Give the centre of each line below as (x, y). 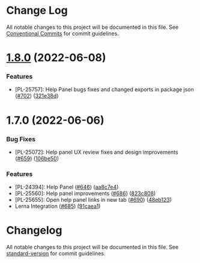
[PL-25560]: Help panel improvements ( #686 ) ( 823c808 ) (85, 193)
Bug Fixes (21, 139)
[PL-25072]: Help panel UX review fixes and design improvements (96, 152)
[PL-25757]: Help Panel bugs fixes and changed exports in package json (104, 89)
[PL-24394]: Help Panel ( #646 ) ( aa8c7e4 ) (67, 187)
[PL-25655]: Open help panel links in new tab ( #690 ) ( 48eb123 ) (93, 200)
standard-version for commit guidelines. (56, 253)
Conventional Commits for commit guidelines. (62, 33)
